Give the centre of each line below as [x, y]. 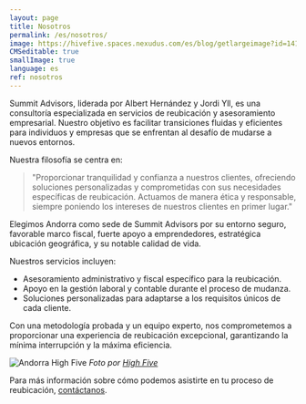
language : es [34, 69]
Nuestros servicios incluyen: [63, 261]
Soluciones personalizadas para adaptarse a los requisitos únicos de [151, 298]
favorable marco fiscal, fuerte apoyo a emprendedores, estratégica [135, 233]
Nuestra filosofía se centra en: [66, 160]
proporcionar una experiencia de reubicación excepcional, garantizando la [149, 335]
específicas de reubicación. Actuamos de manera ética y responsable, [164, 196]
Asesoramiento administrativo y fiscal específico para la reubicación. [152, 278]
